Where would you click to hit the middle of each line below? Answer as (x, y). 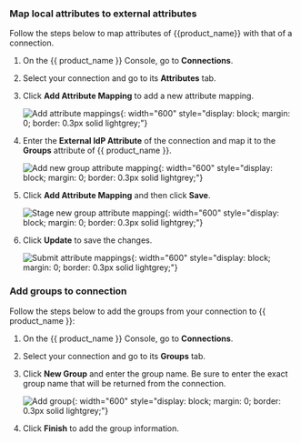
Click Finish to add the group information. (101, 428)
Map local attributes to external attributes (103, 14)
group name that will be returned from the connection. (124, 383)
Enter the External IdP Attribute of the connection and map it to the (149, 141)
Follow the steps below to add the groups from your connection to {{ (138, 311)
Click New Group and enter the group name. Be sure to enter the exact (155, 373)
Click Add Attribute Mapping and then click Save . (116, 196)
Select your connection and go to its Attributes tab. (119, 78)
